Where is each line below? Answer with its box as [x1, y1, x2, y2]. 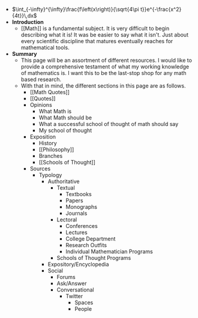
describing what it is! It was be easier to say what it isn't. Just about [20, 31, 189, 38]
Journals [65, 210, 88, 217]
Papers [65, 197, 83, 204]
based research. [20, 76, 62, 83]
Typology [38, 172, 62, 178]
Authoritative [47, 178, 80, 185]
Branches [38, 152, 63, 159]
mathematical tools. [20, 44, 70, 51]
